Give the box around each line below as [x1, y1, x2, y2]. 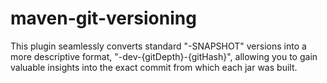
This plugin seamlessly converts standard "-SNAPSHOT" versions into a [10, 40, 307, 52]
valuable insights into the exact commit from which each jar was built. [10, 61, 298, 73]
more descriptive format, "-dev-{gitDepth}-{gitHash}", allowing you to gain [10, 50, 318, 62]
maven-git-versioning [10, 7, 197, 30]
